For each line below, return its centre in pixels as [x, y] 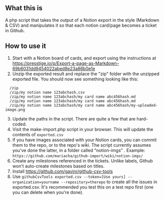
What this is [24, 8]
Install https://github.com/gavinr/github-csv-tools [62, 171]
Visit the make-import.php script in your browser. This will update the [83, 129]
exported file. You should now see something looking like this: [75, 79]
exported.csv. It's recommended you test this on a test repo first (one [83, 187]
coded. [20, 124]
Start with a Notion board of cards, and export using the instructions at [84, 58]
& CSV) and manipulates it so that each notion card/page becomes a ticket [81, 25]
